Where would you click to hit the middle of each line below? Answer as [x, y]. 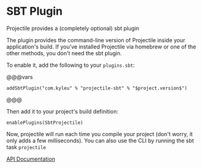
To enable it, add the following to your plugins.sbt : [71, 65]
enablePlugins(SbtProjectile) [45, 123]
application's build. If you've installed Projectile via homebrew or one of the [101, 47]
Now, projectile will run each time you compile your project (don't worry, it [99, 134]
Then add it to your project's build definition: [62, 111]
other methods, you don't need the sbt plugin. [64, 53]
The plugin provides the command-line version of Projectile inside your [96, 40]
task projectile [26, 147]
